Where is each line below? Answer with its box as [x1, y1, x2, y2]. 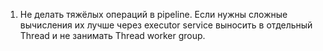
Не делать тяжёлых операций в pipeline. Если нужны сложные [19, 9, 288, 20]
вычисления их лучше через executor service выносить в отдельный [19, 19, 313, 31]
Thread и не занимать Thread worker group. [19, 30, 206, 41]
